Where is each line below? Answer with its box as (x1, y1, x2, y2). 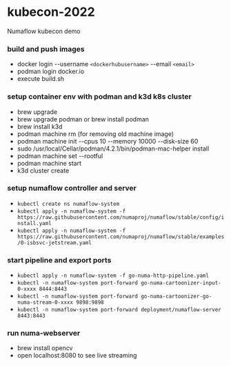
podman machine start (17, 159, 81, 167)
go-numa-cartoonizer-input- (141, 280, 222, 287)
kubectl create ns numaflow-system (17, 200, 120, 207)
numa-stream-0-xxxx (17, 299, 74, 306)
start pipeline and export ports (7, 255, 112, 264)
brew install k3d (17, 122, 63, 131)
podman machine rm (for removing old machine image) (17, 129, 174, 138)
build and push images (7, 44, 85, 54)
